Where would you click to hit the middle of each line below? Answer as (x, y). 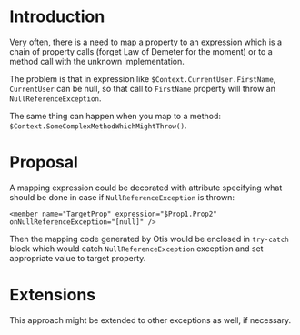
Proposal (44, 162)
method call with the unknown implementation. (97, 61)
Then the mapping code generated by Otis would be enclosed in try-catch (149, 239)
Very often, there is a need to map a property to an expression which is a (146, 42)
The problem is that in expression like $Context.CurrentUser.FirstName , (143, 78)
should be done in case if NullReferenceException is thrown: (122, 197)
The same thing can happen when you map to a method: (115, 116)
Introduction (57, 17)
